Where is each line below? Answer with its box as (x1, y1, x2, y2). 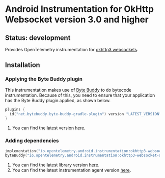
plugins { (5, 107, 26, 112)
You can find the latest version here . (12, 125, 86, 131)
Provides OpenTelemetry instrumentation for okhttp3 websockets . (5, 47, 138, 52)
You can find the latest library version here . (12, 162, 100, 168)
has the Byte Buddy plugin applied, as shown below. (5, 97, 110, 103)
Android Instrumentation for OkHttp (5, 3, 154, 15)
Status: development (5, 34, 71, 42)
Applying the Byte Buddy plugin (5, 75, 82, 82)
